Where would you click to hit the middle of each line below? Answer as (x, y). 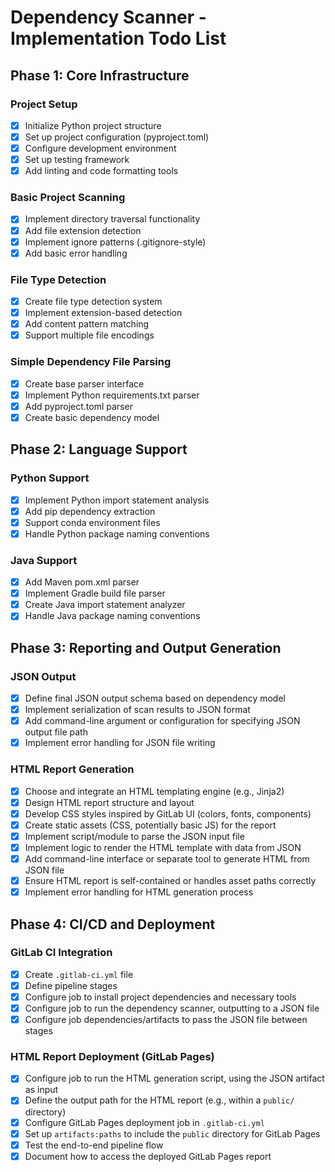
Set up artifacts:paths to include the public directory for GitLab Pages (172, 1133)
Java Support (44, 560)
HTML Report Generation (72, 769)
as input (41, 1090)
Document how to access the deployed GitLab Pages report (148, 1156)
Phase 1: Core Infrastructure (100, 75)
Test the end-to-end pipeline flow (94, 1145)
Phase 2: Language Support (99, 449)
